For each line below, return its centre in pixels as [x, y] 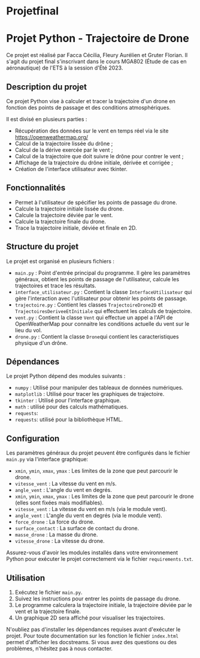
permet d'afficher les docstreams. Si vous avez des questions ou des [92, 642]
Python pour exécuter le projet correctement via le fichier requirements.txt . [100, 559]
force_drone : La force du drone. [54, 522]
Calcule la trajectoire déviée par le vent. [64, 215]
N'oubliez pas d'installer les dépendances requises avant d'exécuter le [93, 629]
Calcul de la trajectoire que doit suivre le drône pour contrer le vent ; [99, 156]
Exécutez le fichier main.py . [49, 592]
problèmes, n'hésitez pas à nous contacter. [59, 648]
